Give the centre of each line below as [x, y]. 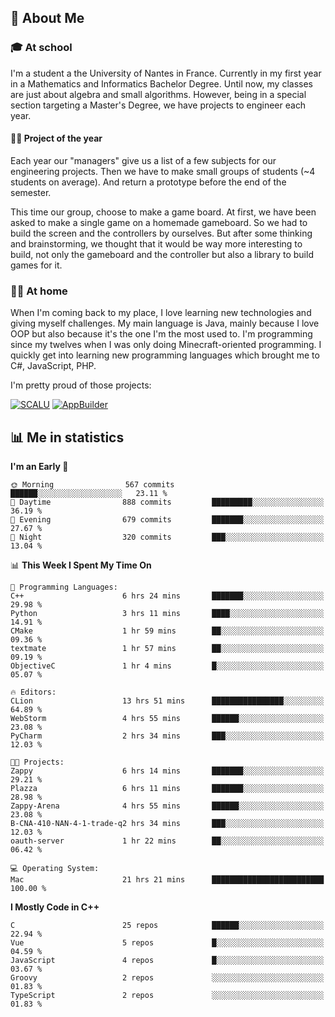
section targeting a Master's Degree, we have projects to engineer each [158, 105]
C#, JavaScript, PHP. [53, 366]
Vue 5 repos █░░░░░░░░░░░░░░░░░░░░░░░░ [167, 943]
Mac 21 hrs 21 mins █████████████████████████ [167, 880]
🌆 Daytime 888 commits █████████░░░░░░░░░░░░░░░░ [167, 502]
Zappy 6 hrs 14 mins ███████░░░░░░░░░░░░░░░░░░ [167, 771]
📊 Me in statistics [67, 437]
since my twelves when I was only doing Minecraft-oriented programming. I [166, 345]
